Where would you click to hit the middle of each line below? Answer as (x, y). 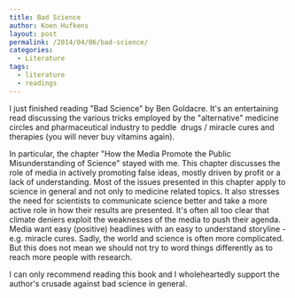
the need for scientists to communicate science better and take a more (138, 201)
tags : (19, 67)
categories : (31, 50)
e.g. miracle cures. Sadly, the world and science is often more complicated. (147, 238)
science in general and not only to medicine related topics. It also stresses (144, 191)
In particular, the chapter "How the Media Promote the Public (120, 153)
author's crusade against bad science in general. (98, 283)
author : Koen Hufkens (49, 26)
